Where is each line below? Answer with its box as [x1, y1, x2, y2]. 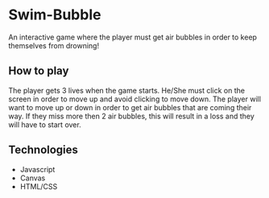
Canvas [19, 173, 46, 183]
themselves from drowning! [8, 40, 99, 50]
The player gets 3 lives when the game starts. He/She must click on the [8, 85, 246, 95]
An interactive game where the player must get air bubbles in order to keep [8, 32, 258, 42]
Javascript [19, 164, 56, 174]
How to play [8, 64, 69, 78]
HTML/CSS [19, 181, 58, 191]
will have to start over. [8, 119, 82, 130]
